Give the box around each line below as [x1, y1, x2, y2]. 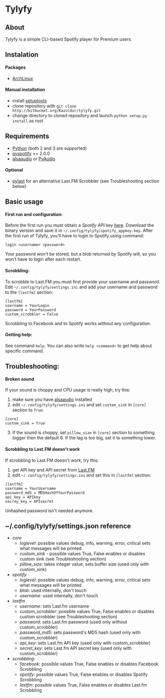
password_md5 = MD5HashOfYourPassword [5, 490, 85, 495]
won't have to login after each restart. [5, 256, 81, 262]
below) [12, 183, 27, 189]
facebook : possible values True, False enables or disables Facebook [19, 661, 159, 667]
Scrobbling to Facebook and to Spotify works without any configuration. [5, 320, 151, 326]
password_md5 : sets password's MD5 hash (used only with [19, 629, 141, 636]
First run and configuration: [5, 211, 63, 217]
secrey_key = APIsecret [5, 499, 54, 504]
